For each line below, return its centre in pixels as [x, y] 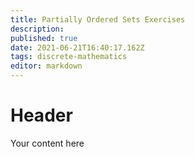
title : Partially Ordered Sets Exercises [98, 19]
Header [41, 115]
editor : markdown [46, 66]
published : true [44, 38]
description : [37, 29]
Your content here [47, 143]
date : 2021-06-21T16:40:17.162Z [77, 47]
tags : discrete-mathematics [69, 57]
